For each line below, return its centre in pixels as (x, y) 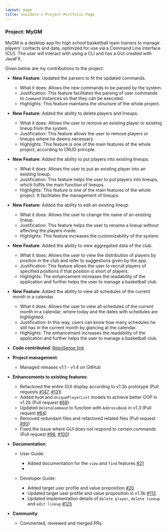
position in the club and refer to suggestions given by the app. (83, 261)
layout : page (19, 10)
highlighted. (32, 317)
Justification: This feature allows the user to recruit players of (83, 265)
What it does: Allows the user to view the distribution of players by (88, 255)
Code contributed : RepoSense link (48, 348)
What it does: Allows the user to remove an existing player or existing (91, 123)
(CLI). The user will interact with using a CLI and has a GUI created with (79, 53)
